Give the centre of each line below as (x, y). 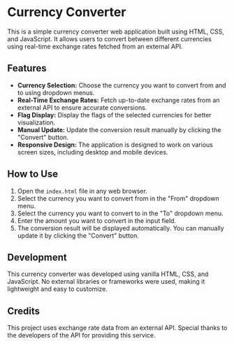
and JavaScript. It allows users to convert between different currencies (109, 38)
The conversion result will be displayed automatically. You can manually (121, 228)
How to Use (33, 174)
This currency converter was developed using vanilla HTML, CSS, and (108, 274)
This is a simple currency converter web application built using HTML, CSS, (116, 31)
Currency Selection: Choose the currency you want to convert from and (122, 85)
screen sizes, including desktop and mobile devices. (93, 152)
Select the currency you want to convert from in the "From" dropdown (118, 198)
